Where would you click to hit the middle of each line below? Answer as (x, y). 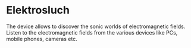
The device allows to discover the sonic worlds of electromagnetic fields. (96, 26)
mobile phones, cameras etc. (42, 39)
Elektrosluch (38, 10)
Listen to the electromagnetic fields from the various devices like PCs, (92, 32)
